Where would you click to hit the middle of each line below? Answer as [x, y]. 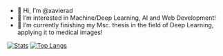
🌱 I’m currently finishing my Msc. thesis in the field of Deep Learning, [115, 25]
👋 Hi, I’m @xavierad [45, 11]
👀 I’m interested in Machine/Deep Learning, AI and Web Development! [116, 18]
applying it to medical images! [60, 32]
